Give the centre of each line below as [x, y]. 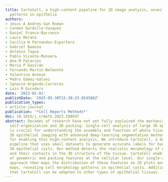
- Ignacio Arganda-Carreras [34, 84]
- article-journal [24, 107]
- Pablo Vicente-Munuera [31, 56]
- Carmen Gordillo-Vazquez [33, 28]
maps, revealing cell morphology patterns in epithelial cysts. [78, 168]
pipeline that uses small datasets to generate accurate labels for [82, 144]
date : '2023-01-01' [25, 93]
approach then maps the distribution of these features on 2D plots [82, 163]
